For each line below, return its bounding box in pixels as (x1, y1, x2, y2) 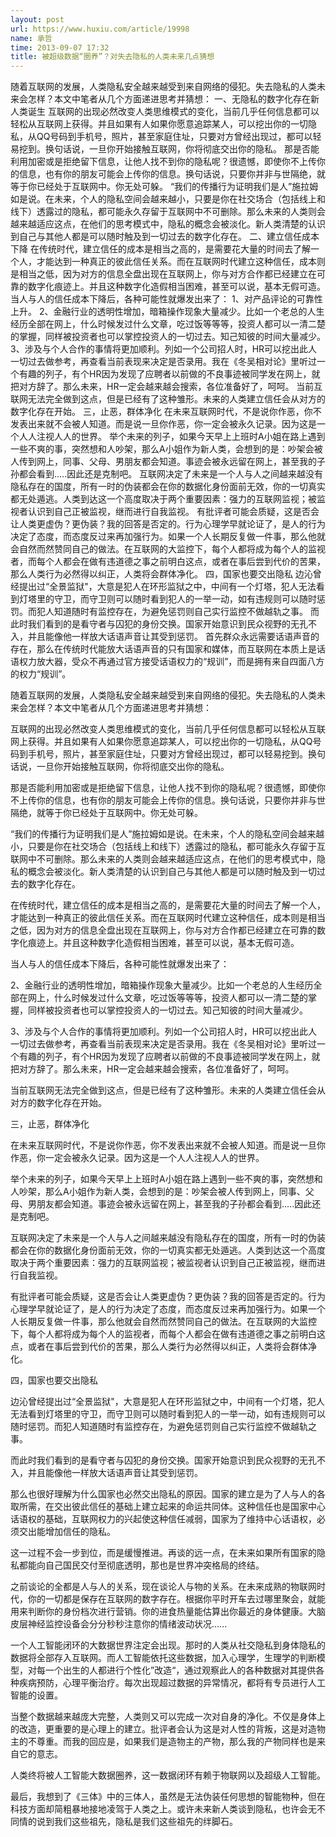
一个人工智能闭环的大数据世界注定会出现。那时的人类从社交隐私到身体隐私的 (10, 1639, 326, 1651)
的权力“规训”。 (10, 668, 72, 680)
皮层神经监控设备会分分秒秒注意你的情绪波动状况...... (10, 1618, 228, 1630)
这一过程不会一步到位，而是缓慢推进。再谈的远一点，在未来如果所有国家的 (10, 1547, 317, 1559)
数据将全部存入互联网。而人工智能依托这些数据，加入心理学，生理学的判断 (10, 1652, 317, 1664)
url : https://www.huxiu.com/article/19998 (10, 24, 190, 34)
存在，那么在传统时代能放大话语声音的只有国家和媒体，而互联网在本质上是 (10, 643, 317, 655)
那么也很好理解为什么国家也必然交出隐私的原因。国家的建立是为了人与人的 (10, 1488, 317, 1500)
